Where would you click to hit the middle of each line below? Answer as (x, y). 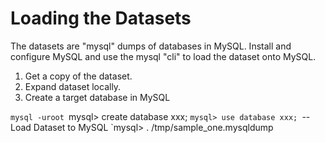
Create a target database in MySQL (97, 97)
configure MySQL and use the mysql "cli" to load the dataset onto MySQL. (163, 56)
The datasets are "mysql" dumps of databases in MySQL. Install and (151, 46)
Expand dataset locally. (73, 86)
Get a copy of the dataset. (78, 76)
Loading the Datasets (101, 18)
